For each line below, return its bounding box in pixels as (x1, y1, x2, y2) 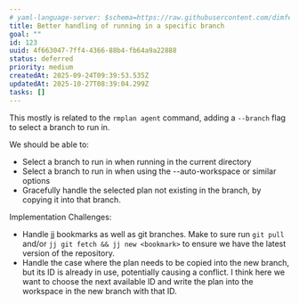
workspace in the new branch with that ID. (21, 285, 178, 296)
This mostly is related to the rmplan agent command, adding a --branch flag (9, 112, 287, 123)
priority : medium (9, 63, 74, 72)
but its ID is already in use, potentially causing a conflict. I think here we (21, 267, 286, 277)
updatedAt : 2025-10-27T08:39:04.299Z (9, 79, 149, 88)
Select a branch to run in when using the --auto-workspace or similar (21, 166, 277, 177)
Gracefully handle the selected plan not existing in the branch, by (21, 185, 262, 195)
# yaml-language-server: (9, 12, 101, 22)
